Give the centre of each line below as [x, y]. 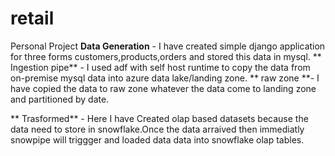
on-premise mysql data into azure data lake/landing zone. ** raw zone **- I [165, 78]
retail [32, 18]
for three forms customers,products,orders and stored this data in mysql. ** [166, 56]
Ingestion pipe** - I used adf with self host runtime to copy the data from [160, 67]
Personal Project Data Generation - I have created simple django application [168, 46]
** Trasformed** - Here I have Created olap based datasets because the [159, 118]
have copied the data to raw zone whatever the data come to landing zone [163, 88]
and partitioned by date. [60, 99]
